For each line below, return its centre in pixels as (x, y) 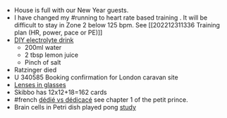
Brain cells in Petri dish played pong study (75, 107)
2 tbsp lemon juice (51, 55)
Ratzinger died (35, 70)
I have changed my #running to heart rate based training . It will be (111, 18)
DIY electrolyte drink (44, 40)
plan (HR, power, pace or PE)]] (58, 32)
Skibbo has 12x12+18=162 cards (60, 92)
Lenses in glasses (40, 85)
